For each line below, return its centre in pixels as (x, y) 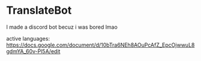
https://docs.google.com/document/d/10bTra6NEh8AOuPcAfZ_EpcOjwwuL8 (100, 45)
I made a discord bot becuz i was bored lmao (62, 27)
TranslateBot (39, 10)
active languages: (28, 38)
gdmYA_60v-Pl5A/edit (33, 51)
